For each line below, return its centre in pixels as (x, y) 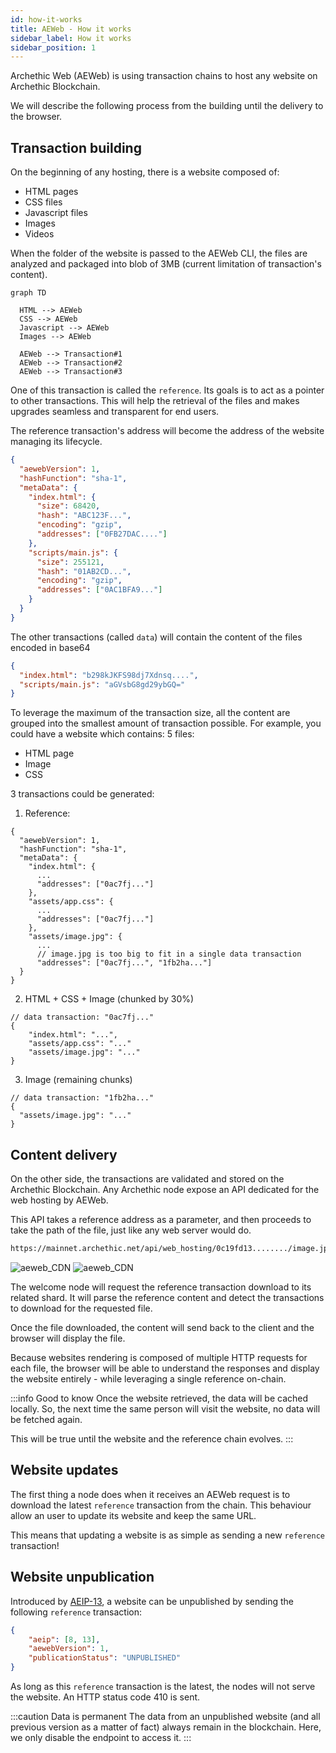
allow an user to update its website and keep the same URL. (133, 1515)
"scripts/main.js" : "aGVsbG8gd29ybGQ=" (102, 684)
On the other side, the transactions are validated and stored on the (147, 1179)
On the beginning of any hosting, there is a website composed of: (145, 172)
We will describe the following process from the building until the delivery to (167, 106)
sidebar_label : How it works (71, 38)
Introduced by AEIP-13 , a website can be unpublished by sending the (152, 1601)
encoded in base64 (50, 647)
